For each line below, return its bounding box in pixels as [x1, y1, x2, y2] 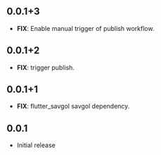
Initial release [16, 141, 56, 149]
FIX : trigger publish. [16, 63, 75, 72]
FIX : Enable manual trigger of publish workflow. [16, 24, 155, 32]
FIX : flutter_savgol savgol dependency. [16, 102, 130, 111]
